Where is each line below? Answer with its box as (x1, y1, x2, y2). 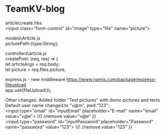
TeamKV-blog (5, 3, 65, 15)
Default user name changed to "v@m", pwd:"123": (5, 102, 110, 108)
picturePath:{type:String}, (5, 40, 59, 46)
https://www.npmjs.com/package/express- (66, 76, 156, 82)
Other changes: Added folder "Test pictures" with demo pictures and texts (5, 97, 160, 103)
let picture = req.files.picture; (5, 66, 66, 73)
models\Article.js (5, 35, 40, 41)
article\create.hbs (5, 20, 42, 26)
